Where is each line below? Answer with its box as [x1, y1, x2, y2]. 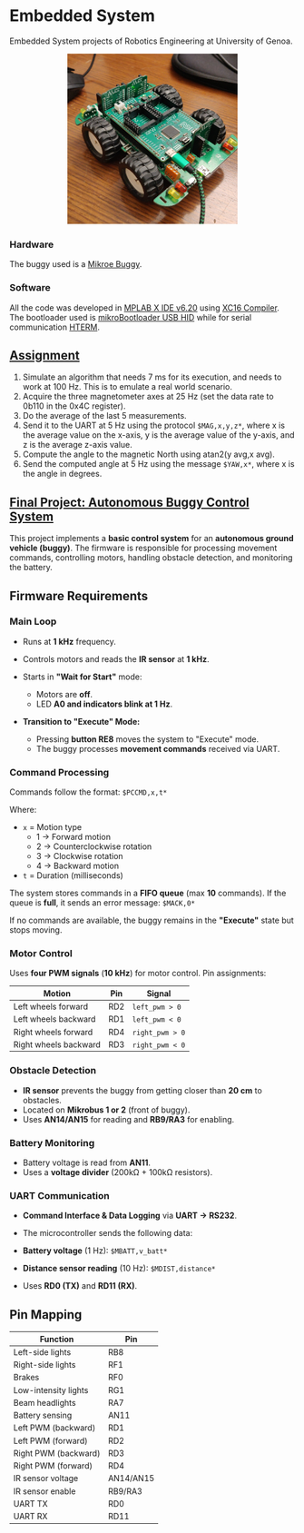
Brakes [13, 1372, 40, 1383]
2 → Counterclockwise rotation [35, 841, 152, 852]
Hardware [9, 238, 54, 251]
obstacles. [22, 1094, 62, 1105]
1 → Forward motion [35, 832, 112, 843]
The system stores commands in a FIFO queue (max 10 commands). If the [9, 887, 287, 899]
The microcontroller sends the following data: [22, 1228, 193, 1239]
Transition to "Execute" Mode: [22, 716, 141, 727]
